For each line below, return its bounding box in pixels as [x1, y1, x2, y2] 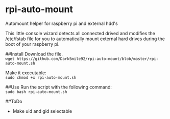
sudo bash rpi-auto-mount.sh [5, 89, 67, 95]
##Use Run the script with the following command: [5, 84, 112, 90]
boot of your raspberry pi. [5, 41, 60, 47]
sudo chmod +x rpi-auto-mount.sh [5, 75, 77, 80]
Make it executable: [5, 70, 47, 76]
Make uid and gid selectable [12, 108, 72, 114]
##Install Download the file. [5, 51, 63, 57]
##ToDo [5, 98, 22, 104]
